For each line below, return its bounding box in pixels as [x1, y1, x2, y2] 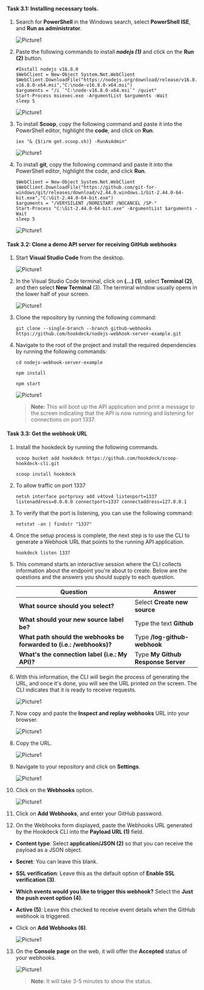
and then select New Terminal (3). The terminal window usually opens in [15, 284, 197, 291]
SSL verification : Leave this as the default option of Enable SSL [15, 870, 175, 877]
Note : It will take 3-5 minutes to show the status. [30, 977, 152, 985]
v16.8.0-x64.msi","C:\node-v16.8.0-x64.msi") [15, 82, 133, 88]
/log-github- [150, 633, 189, 641]
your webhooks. [15, 954, 56, 961]
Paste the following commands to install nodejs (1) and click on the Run [15, 48, 194, 56]
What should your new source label [18, 615, 123, 624]
